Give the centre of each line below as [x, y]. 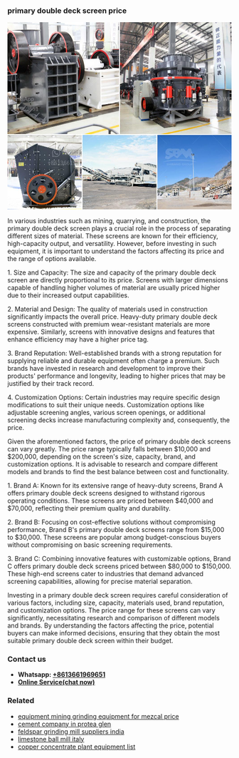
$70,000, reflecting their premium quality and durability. [89, 508]
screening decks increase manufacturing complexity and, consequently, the [118, 420]
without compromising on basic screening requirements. [90, 545]
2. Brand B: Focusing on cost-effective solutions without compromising [111, 522]
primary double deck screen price [67, 11]
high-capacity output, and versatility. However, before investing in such [112, 243]
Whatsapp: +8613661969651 [61, 675]
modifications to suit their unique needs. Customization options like [106, 404]
